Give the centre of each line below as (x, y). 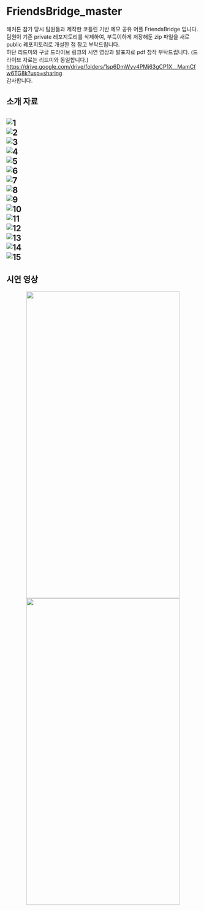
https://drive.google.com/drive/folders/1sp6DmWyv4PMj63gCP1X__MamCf (101, 66)
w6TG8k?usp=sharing (34, 73)
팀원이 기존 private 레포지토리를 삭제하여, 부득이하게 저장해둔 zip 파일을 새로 (98, 37)
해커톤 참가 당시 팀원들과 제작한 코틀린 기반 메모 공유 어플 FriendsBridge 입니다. (102, 29)
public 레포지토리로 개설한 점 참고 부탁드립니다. (63, 44)
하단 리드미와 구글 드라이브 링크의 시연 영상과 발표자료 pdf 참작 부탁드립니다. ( (100, 52)
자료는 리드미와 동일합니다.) (55, 60)
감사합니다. (20, 80)
